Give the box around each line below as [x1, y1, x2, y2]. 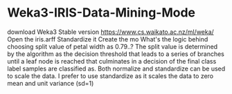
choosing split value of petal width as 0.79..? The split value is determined [7, 42, 218, 50]
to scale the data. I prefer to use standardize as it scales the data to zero [7, 71, 214, 80]
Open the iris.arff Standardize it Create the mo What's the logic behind [7, 35, 208, 43]
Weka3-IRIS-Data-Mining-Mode [7, 5, 196, 21]
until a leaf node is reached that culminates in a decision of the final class [7, 57, 217, 65]
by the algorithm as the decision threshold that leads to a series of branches [7, 50, 225, 58]
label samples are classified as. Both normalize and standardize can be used [7, 64, 226, 73]
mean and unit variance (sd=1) [7, 79, 94, 87]
